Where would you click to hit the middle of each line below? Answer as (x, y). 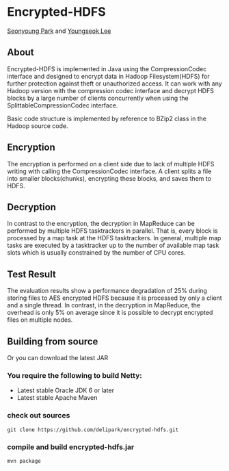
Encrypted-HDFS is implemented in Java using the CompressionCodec (107, 68)
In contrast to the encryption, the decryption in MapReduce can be (101, 224)
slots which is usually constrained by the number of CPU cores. (96, 253)
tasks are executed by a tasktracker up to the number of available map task (113, 245)
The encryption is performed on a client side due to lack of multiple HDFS (111, 164)
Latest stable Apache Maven (57, 398)
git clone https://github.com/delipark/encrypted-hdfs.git (93, 430)
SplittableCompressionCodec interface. (63, 105)
